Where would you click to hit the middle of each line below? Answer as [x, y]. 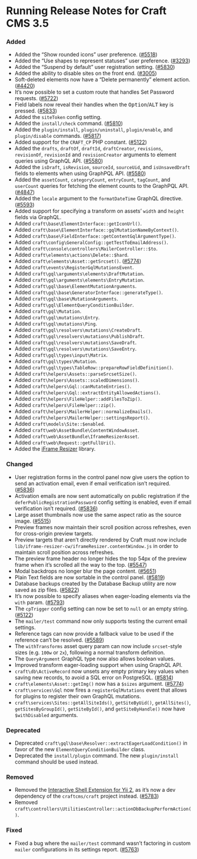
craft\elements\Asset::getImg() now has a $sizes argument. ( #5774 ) [99, 683]
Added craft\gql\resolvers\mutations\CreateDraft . [78, 330]
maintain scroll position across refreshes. [64, 552]
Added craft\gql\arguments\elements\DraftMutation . [79, 274]
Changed [20, 464]
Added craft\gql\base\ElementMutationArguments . [76, 286]
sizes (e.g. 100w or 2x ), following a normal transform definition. [90, 652]
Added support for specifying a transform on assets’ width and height [99, 211]
